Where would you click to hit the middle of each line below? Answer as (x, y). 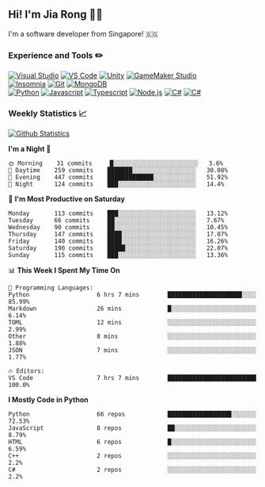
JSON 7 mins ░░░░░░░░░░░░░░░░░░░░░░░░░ (132, 351)
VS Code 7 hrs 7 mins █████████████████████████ (132, 378)
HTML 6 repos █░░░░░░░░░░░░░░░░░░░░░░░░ (132, 442)
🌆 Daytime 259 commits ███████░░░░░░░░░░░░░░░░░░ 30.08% (118, 171)
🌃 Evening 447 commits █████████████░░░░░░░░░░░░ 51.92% (118, 178)
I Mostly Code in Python (48, 400)
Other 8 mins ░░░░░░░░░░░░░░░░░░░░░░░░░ (132, 337)
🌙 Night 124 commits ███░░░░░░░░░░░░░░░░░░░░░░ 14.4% (116, 184)
